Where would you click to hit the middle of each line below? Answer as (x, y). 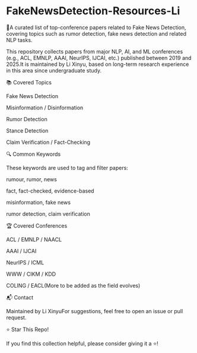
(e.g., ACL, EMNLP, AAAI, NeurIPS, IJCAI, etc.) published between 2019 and (99, 58)
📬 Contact (20, 297)
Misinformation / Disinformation (45, 108)
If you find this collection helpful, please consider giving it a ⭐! (82, 343)
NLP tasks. (19, 40)
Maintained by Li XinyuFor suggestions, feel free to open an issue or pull (95, 311)
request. (16, 317)
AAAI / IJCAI (21, 251)
